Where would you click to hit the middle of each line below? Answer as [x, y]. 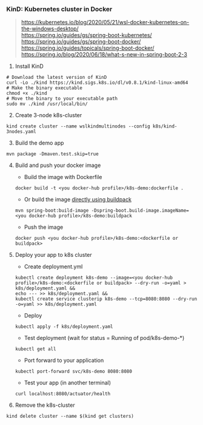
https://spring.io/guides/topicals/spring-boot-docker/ [88, 48]
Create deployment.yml [53, 267]
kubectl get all [35, 349]
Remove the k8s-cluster [45, 405]
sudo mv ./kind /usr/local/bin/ [47, 104]
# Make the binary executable [45, 88]
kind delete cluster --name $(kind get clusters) [70, 416]
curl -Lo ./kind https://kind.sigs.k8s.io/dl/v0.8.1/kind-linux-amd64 [97, 83]
